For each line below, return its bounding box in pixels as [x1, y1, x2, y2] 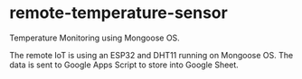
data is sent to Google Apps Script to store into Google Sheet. [9, 59, 240, 70]
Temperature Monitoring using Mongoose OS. [9, 32, 181, 43]
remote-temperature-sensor [9, 3, 228, 23]
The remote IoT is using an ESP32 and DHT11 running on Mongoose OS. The [9, 49, 294, 60]
